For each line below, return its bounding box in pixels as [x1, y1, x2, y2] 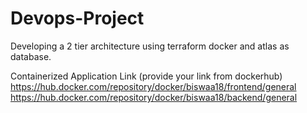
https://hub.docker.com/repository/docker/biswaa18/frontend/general [10, 80, 297, 92]
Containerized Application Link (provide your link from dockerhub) [10, 70, 283, 82]
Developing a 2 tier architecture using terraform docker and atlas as [10, 40, 290, 52]
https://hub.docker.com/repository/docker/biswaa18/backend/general [10, 91, 298, 103]
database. [10, 50, 52, 62]
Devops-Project [10, 7, 145, 30]
